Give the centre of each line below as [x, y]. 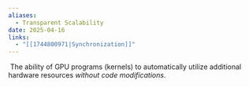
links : [19, 37]
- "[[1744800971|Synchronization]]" [75, 45]
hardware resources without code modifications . [87, 75]
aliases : [22, 15]
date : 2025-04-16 [37, 30]
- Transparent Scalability [59, 23]
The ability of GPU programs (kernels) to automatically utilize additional [126, 67]
